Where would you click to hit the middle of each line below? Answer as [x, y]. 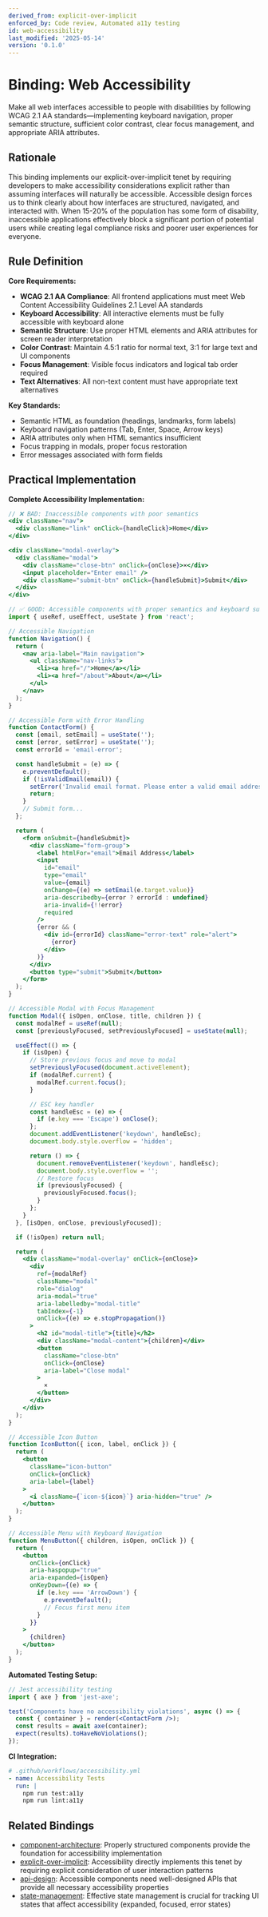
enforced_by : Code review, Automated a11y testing [94, 23]
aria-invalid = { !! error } [83, 905]
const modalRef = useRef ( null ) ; [69, 1023]
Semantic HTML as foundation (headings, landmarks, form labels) [128, 420]
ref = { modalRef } [62, 1274]
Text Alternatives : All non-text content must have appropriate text [129, 381]
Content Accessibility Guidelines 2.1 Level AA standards [111, 305]
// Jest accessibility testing [60, 1689]
